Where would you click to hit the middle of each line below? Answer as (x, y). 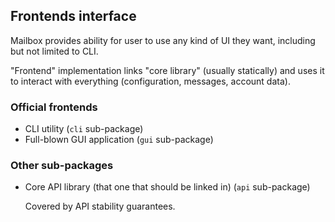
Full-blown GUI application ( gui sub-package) (119, 140)
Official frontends (54, 107)
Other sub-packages (62, 166)
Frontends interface (73, 16)
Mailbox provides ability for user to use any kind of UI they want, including (163, 40)
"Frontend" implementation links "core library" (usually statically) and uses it (167, 70)
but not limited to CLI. (54, 51)
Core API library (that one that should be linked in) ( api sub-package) (167, 187)
